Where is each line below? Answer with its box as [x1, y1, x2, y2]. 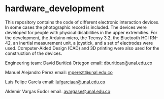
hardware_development [5, 3, 104, 14]
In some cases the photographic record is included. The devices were [5, 24, 147, 30]
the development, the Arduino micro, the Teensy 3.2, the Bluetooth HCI [5, 35, 149, 41]
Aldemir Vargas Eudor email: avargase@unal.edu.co [5, 88, 111, 94]
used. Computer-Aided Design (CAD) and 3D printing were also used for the [5, 45, 160, 51]
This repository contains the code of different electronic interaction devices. [5, 19, 160, 25]
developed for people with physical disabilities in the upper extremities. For [5, 29, 158, 35]
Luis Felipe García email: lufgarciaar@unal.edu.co [5, 79, 105, 85]
